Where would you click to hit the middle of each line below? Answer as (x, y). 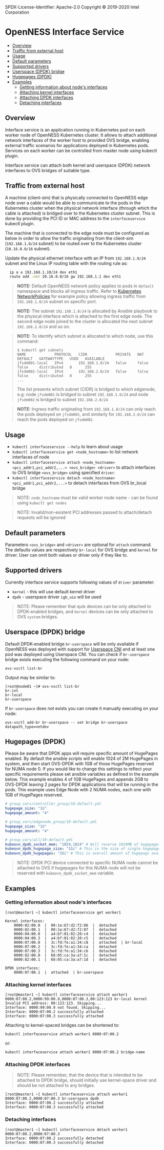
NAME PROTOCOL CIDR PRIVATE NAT (81, 355)
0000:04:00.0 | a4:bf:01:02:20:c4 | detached (65, 934)
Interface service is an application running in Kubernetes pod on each (75, 130)
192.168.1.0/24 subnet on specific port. (57, 302)
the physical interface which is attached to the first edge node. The (84, 316)
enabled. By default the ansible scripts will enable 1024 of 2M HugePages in (82, 759)
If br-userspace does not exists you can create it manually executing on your (82, 708)
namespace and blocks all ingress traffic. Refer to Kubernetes (79, 291)
